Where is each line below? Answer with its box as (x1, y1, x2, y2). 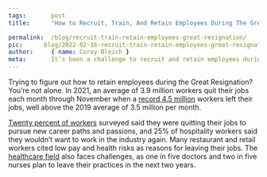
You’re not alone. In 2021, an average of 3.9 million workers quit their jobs (8, 86, 250, 95)
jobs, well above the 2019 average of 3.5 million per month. (8, 102, 202, 112)
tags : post (8, 11, 66, 20)
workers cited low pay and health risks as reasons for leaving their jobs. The (8, 144, 258, 152)
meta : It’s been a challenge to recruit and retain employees (8, 56, 240, 63)
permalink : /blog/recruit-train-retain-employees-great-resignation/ (8, 33, 247, 41)
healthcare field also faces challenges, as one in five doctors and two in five (8, 152, 257, 161)
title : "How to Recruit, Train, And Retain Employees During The (8, 19, 247, 27)
